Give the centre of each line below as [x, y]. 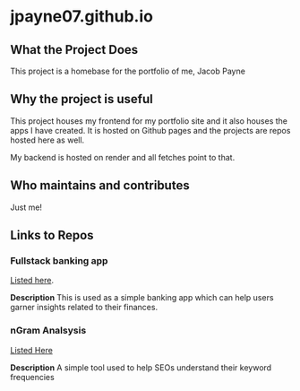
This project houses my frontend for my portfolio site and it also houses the [149, 121]
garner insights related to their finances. [84, 308]
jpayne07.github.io [81, 17]
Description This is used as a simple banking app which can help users [142, 298]
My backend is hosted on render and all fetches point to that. [123, 157]
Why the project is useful [81, 99]
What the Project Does [74, 50]
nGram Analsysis [48, 331]
